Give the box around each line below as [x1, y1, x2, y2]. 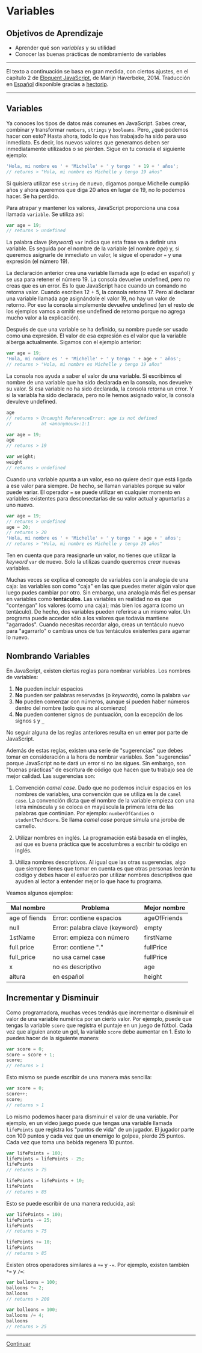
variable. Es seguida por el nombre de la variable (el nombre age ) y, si [6, 245, 180, 252]
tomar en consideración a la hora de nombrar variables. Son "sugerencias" [6, 753, 192, 760]
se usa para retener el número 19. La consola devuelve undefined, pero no [6, 276, 191, 283]
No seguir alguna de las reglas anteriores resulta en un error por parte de [6, 729, 188, 736]
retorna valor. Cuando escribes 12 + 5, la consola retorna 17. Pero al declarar [6, 289, 195, 296]
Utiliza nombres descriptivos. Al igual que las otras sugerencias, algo [14, 858, 186, 866]
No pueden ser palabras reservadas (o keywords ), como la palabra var [14, 691, 191, 698]
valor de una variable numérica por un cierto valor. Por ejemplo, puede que [6, 1015, 192, 1022]
